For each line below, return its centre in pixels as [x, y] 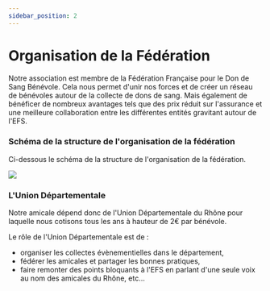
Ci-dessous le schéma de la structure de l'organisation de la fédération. [127, 159]
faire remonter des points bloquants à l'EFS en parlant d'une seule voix [137, 270]
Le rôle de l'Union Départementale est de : [79, 237]
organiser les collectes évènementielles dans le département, [122, 253]
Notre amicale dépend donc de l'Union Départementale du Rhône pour [126, 213]
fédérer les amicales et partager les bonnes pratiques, [110, 261]
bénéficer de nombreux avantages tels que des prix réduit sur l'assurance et [135, 104]
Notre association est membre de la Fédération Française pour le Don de [129, 78]
